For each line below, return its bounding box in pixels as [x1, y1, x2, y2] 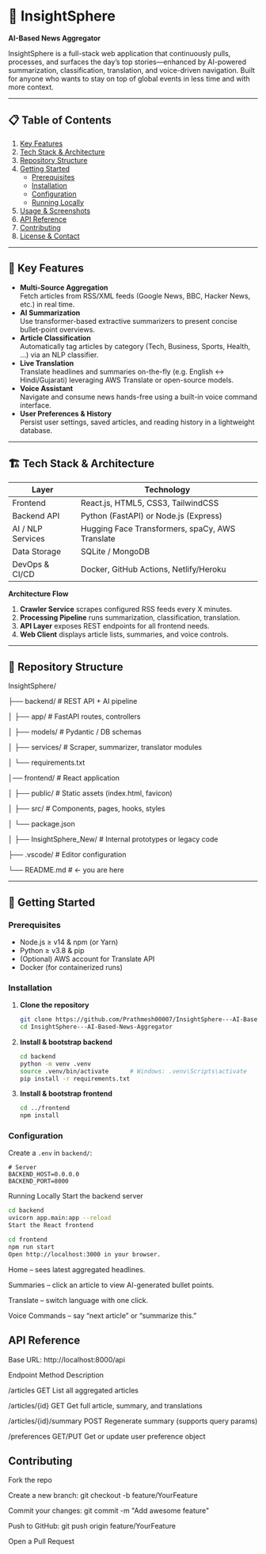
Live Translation [19, 358, 74, 367]
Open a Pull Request [8, 1537, 75, 1546]
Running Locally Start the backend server [8, 1191, 144, 1201]
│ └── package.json [8, 819, 75, 829]
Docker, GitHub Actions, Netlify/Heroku [80, 564, 227, 575]
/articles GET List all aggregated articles [8, 1385, 139, 1395]
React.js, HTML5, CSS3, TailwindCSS [80, 498, 219, 509]
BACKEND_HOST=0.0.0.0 [8, 1171, 80, 1179]
